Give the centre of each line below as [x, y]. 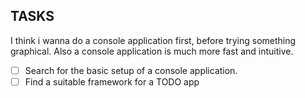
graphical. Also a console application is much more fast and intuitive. [152, 51]
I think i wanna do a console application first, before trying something [153, 40]
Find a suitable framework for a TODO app [112, 81]
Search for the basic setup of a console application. [131, 70]
